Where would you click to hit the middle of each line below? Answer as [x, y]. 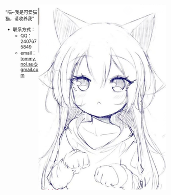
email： [28, 53]
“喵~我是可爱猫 [21, 12]
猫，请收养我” [20, 18]
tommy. [28, 59]
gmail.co [29, 69]
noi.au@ [29, 64]
